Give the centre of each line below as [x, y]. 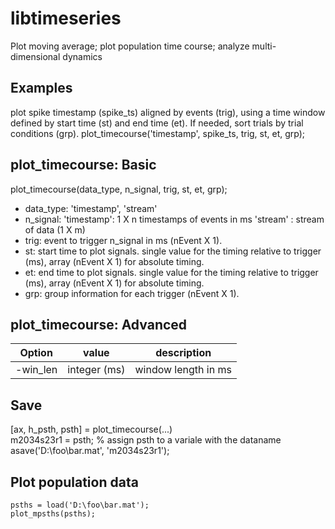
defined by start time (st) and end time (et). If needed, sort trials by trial [157, 123]
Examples [41, 88]
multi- [264, 46]
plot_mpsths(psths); [53, 514]
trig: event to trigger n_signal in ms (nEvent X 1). [123, 240]
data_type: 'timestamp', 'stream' [91, 208]
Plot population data [74, 482]
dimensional [35, 56]
